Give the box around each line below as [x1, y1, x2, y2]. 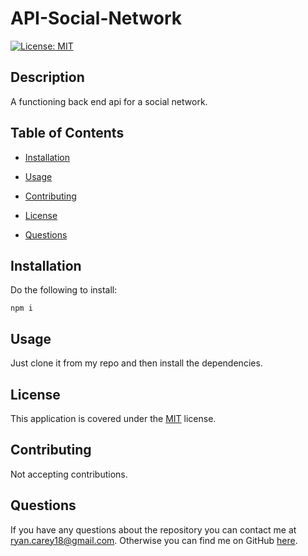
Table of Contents [10, 125, 125, 142]
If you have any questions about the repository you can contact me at [10, 523, 297, 536]
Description [10, 69, 85, 86]
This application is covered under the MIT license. [10, 413, 217, 424]
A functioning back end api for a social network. [10, 95, 208, 107]
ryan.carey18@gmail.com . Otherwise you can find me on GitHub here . [10, 534, 298, 546]
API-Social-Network [10, 7, 183, 30]
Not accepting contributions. [10, 468, 128, 480]
